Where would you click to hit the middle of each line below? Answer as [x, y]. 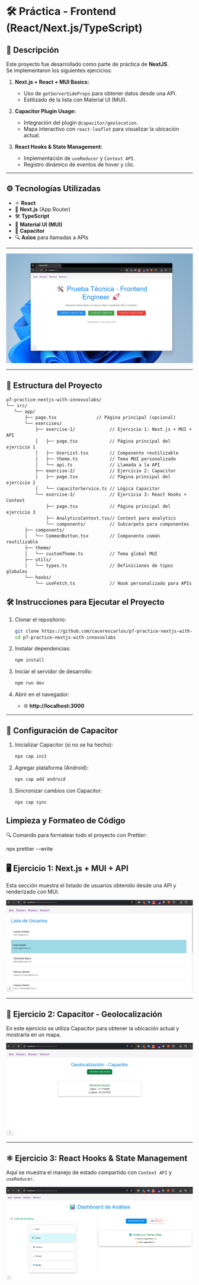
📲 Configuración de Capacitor [62, 730]
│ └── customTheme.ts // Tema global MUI [91, 554]
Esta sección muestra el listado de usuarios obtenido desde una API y [91, 886]
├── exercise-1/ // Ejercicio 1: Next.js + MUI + [114, 429]
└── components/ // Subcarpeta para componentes [118, 524]
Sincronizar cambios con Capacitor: [58, 790]
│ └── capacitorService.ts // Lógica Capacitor [98, 488]
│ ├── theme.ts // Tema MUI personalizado [106, 459]
